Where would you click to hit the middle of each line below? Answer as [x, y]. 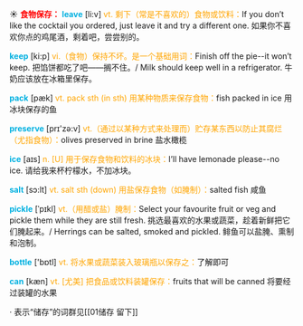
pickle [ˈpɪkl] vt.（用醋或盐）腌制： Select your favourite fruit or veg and [142, 209]
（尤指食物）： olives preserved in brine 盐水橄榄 [98, 140]
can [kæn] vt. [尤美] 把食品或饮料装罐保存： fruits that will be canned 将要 [146, 281]
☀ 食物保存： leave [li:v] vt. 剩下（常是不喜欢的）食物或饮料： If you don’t [147, 14]
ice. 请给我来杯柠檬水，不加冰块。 [73, 170]
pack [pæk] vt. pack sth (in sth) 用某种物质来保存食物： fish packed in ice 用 [151, 98]
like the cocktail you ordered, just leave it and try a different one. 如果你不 [146, 25]
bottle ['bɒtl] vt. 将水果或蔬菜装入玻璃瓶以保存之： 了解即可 [119, 262]
